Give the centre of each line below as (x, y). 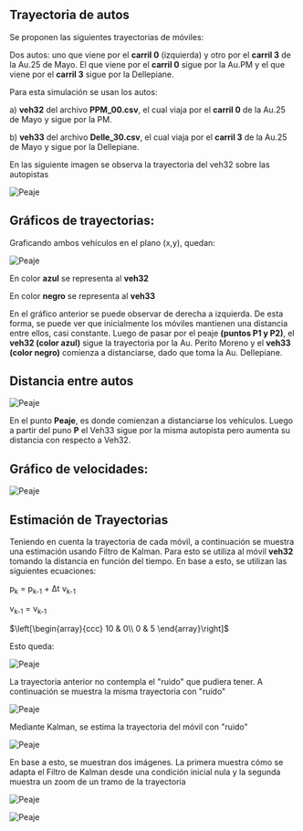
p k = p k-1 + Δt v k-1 (42, 590)
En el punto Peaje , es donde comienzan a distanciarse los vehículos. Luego (151, 421)
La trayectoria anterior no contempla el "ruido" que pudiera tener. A (136, 681)
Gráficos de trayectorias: (82, 221)
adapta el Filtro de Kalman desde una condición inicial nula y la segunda (145, 772)
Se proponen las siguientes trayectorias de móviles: (107, 37)
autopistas (29, 174)
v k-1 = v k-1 (28, 609)
